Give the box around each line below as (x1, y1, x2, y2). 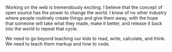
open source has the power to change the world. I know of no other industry (5, 10, 167, 16)
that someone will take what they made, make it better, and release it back (5, 20, 163, 26)
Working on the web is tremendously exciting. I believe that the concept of (5, 5, 163, 10)
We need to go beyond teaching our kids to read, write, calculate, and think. (5, 35, 166, 41)
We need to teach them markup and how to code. (5, 41, 110, 47)
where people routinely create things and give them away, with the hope (5, 15, 158, 21)
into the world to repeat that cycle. (5, 26, 78, 32)
